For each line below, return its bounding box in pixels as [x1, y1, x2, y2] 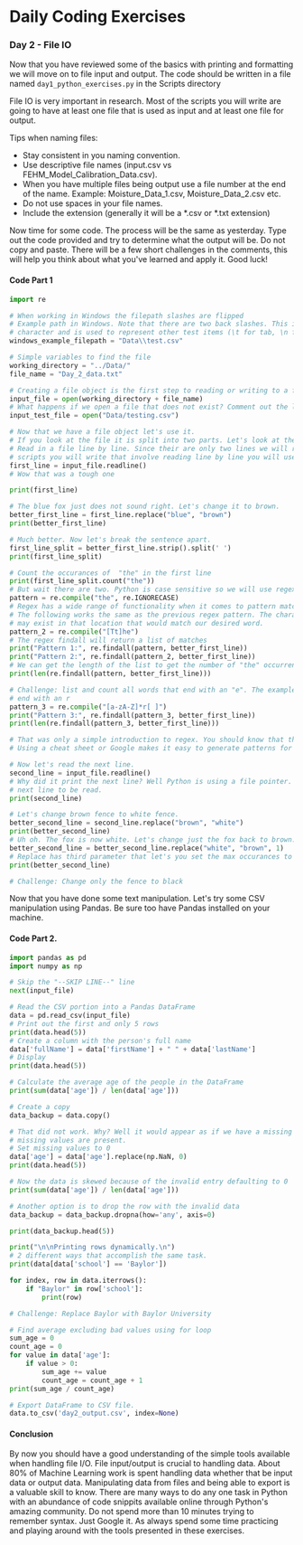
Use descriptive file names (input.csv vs [22, 160, 172, 171]
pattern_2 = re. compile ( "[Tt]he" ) [9, 626, 140, 636]
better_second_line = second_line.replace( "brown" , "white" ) [9, 818, 244, 828]
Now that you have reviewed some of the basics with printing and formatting [9, 59, 294, 70]
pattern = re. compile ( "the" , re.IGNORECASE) [9, 594, 179, 603]
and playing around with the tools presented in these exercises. [9, 1525, 245, 1536]
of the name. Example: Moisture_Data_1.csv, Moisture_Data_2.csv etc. [22, 188, 281, 200]
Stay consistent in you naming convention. [22, 150, 180, 161]
